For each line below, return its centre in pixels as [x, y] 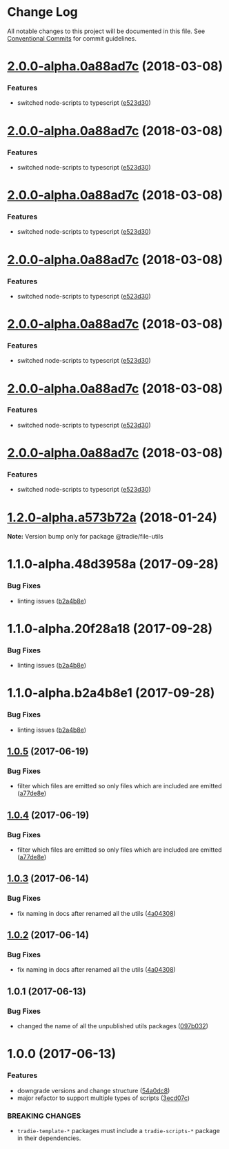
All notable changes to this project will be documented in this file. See [106, 31]
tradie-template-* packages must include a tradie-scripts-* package [119, 1130]
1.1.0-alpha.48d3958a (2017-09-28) [113, 564]
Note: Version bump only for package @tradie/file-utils [85, 537]
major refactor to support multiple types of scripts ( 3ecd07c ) [103, 1098]
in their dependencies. [49, 1138]
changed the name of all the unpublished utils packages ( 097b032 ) [113, 1026]
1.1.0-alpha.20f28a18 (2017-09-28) [110, 629]
